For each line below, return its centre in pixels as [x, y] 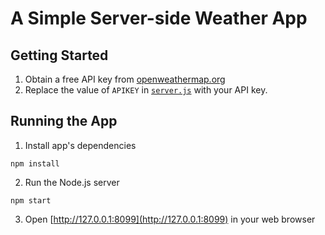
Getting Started [59, 55]
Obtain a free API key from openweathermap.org [125, 79]
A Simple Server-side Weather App [159, 18]
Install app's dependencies [80, 145]
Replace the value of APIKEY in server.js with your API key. [146, 90]
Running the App [64, 121]
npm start [31, 200]
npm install [35, 163]
